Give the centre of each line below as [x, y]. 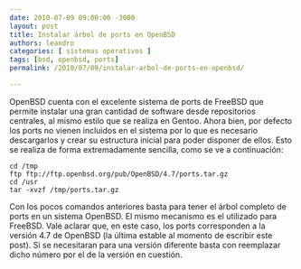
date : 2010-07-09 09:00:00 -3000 [72, 18]
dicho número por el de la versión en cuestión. [96, 255]
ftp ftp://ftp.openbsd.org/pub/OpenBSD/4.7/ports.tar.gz [119, 174]
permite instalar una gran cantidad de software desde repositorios [132, 111]
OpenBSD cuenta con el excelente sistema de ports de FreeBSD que [136, 101]
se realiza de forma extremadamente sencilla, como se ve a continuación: [146, 149]
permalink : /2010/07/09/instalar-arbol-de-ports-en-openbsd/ [127, 69]
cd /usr [24, 181]
